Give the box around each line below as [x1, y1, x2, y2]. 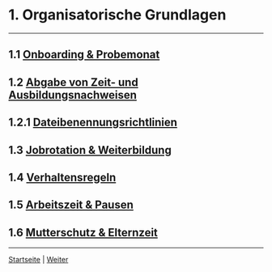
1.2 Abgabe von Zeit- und [8, 75, 139, 89]
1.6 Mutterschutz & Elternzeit [8, 225, 158, 240]
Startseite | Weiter [8, 255, 69, 265]
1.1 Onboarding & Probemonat [8, 48, 160, 62]
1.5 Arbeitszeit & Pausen [8, 198, 134, 212]
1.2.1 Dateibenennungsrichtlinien [8, 116, 178, 130]
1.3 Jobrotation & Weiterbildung [8, 143, 172, 157]
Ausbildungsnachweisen [8, 87, 138, 102]
